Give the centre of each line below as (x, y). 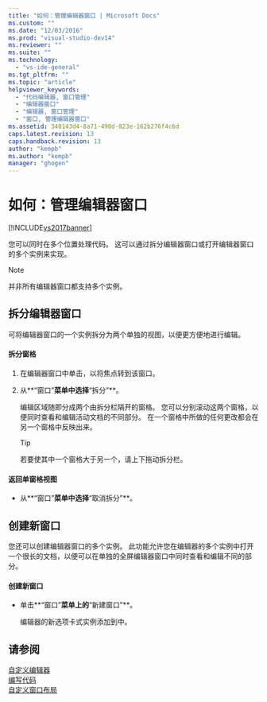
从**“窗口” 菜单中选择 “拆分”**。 (71, 390)
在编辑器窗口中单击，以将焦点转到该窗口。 (89, 374)
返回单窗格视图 (33, 479)
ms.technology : (33, 60)
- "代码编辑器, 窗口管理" (53, 97)
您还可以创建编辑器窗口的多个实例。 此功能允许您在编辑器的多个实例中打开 (131, 546)
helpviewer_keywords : (44, 89)
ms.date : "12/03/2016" (46, 30)
